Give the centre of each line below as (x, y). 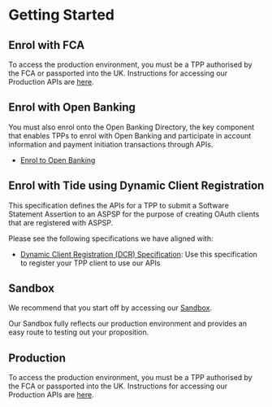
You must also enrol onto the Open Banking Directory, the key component (132, 127)
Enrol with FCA (47, 45)
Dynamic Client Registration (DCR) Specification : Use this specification (139, 254)
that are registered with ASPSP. (61, 222)
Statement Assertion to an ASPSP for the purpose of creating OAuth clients (134, 214)
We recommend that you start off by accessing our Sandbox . (110, 308)
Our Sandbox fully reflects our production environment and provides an (128, 324)
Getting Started (62, 15)
